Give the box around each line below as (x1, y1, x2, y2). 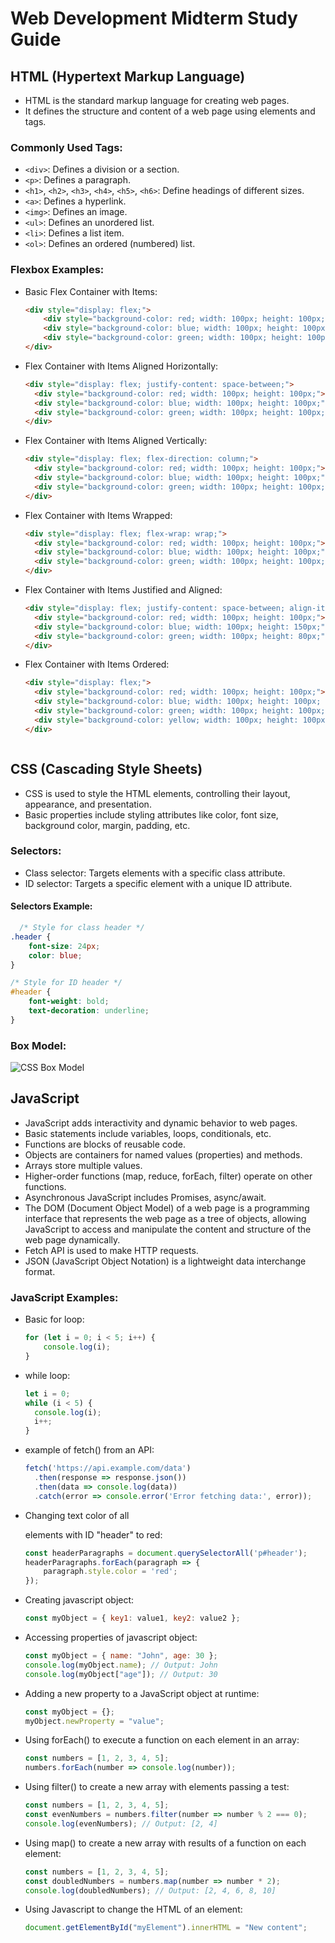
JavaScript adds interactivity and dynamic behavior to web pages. (24, 1117, 298, 1129)
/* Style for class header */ (19, 923, 145, 933)
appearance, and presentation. (24, 798, 152, 810)
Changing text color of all (24, 1509, 130, 1521)
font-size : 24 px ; (28, 941, 101, 951)
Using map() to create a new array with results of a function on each (24, 1837, 307, 1849)
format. (24, 1265, 56, 1277)
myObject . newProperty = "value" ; (24, 1716, 165, 1726)
